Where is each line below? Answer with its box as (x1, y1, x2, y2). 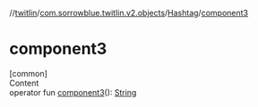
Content (9, 78, 39, 88)
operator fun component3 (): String (9, 86, 137, 97)
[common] (9, 68, 47, 78)
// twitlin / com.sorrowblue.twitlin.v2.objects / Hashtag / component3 (9, 8, 249, 18)
